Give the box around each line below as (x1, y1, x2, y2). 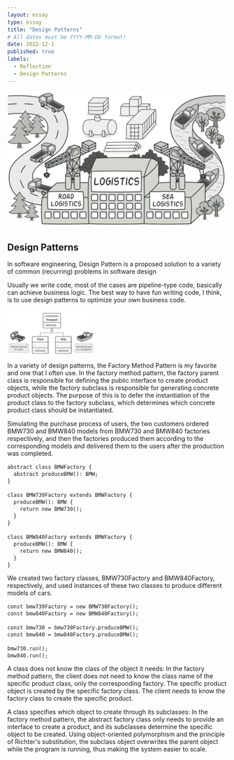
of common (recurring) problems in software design (7, 267, 157, 276)
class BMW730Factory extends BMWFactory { (7, 491, 133, 498)
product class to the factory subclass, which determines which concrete (7, 398, 215, 407)
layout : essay (7, 11, 49, 18)
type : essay (7, 18, 42, 26)
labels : (7, 56, 30, 63)
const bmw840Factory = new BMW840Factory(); (7, 610, 139, 617)
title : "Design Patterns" (7, 26, 82, 33)
